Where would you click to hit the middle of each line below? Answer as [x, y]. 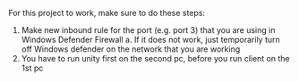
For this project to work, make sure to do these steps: [107, 13]
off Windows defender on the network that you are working [131, 49]
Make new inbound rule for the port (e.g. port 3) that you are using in [148, 30]
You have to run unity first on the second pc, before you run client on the [155, 58]
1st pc [32, 68]
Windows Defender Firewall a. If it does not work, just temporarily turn [151, 40]
